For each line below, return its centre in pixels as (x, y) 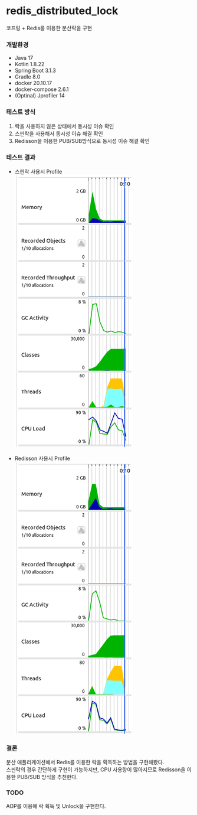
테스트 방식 (21, 112)
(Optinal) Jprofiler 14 (40, 96)
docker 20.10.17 (33, 83)
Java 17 (24, 58)
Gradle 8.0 (27, 77)
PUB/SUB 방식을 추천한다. (47, 777)
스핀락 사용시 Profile (38, 171)
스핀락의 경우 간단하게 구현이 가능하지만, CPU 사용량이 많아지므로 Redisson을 (96, 770)
